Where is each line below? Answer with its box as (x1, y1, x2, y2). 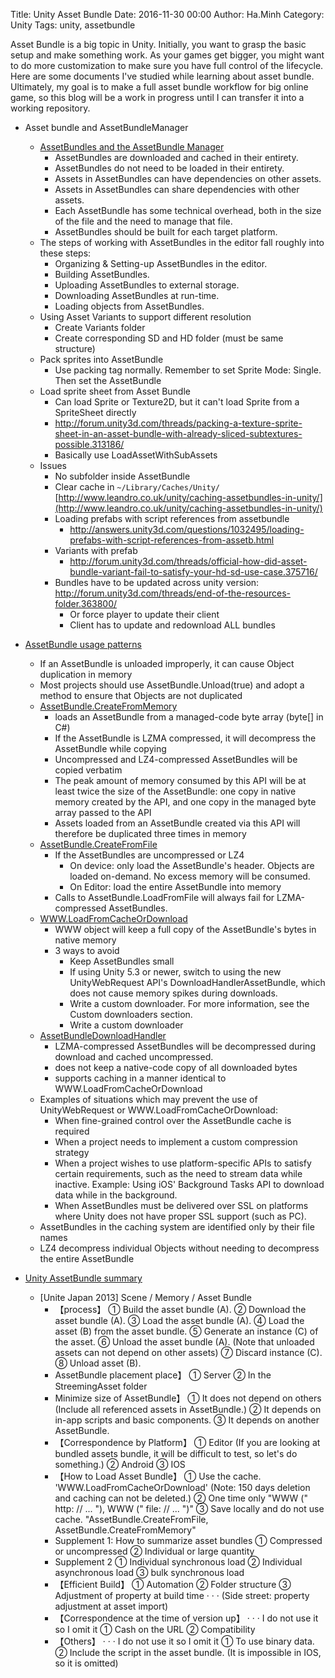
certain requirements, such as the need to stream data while (54, 1168, 303, 1179)
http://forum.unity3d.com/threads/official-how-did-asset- (69, 555, 308, 567)
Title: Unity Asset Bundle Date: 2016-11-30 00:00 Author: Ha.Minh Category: (10, 9, 325, 20)
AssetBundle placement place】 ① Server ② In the (54, 1369, 272, 1381)
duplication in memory (39, 669, 133, 680)
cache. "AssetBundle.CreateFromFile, (54, 1514, 209, 1525)
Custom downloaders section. (69, 1009, 193, 1020)
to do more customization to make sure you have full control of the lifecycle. (10, 60, 324, 71)
